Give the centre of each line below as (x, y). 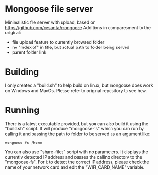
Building (22, 72)
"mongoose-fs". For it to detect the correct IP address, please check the (77, 162)
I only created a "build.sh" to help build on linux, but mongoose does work (79, 85)
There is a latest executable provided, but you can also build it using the (77, 123)
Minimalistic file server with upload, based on (50, 22)
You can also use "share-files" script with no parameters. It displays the (77, 152)
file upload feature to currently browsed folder (58, 42)
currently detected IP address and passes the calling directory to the (73, 157)
